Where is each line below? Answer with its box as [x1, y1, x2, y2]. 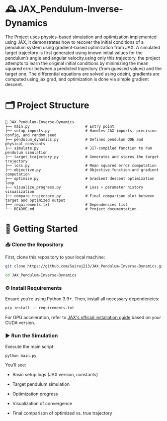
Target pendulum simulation [12, 381, 70, 387]
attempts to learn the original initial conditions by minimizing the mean [5, 60, 149, 66]
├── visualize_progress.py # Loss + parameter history [5, 184, 143, 190]
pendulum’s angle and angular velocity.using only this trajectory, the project [5, 55, 161, 61]
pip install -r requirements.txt [5, 306, 75, 311]
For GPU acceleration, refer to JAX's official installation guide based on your [5, 315, 162, 321]
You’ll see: [5, 362, 26, 368]
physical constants [5, 141, 46, 146]
